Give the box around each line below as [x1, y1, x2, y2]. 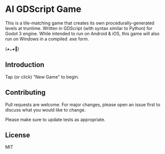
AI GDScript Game [5, 3, 82, 15]
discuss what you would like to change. [5, 107, 86, 113]
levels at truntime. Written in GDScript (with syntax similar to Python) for [5, 25, 153, 31]
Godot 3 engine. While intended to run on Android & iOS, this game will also [5, 30, 160, 36]
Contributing [5, 88, 46, 97]
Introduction [5, 61, 45, 69]
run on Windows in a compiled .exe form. [5, 36, 89, 42]
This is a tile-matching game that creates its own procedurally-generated [5, 20, 155, 26]
